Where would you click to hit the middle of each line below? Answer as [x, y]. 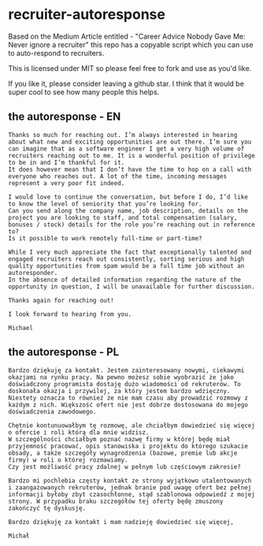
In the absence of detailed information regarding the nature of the [125, 280]
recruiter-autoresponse [87, 15]
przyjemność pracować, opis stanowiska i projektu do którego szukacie [128, 446]
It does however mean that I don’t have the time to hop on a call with [130, 169]
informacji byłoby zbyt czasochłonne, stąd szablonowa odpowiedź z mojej [132, 494]
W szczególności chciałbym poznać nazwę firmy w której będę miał [119, 439]
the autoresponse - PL [64, 352]
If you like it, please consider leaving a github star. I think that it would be [126, 84]
